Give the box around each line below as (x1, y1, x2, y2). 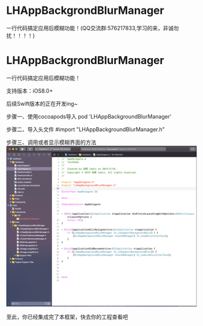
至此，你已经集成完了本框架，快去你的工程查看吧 (6, 313, 128, 321)
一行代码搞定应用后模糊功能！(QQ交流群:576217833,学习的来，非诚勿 (6, 24, 179, 31)
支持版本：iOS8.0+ (6, 87, 53, 94)
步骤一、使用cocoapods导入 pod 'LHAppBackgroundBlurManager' (6, 112, 172, 120)
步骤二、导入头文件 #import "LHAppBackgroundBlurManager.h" (6, 125, 165, 133)
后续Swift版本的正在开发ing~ (6, 100, 78, 107)
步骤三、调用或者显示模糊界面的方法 (6, 139, 97, 146)
